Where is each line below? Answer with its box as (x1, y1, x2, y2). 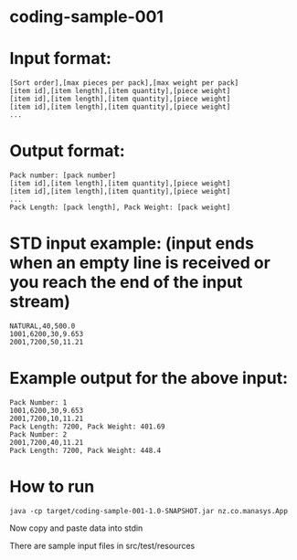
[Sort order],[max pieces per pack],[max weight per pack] (9, 79, 239, 88)
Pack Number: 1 (9, 397, 68, 407)
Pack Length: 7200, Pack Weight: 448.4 (9, 446, 162, 455)
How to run (9, 477, 95, 497)
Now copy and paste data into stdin (9, 523, 143, 534)
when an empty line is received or (9, 253, 271, 273)
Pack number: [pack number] (9, 171, 117, 180)
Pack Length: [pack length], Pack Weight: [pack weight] (9, 203, 231, 212)
